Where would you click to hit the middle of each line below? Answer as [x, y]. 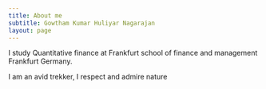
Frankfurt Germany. [40, 61]
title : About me [35, 15]
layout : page [30, 30]
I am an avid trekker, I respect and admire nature [88, 77]
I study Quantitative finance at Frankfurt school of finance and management [133, 53]
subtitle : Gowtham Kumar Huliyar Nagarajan [82, 23]
